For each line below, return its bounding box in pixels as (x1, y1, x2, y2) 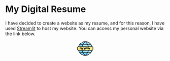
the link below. (5, 30, 36, 36)
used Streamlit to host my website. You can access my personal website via (5, 25, 164, 31)
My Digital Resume (5, 3, 86, 15)
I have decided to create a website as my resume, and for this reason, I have (5, 20, 165, 26)
